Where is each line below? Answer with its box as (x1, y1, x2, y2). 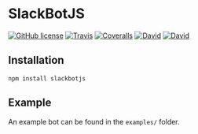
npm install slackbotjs (8, 74, 86, 83)
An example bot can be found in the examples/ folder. (8, 117, 180, 126)
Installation (8, 54, 64, 67)
